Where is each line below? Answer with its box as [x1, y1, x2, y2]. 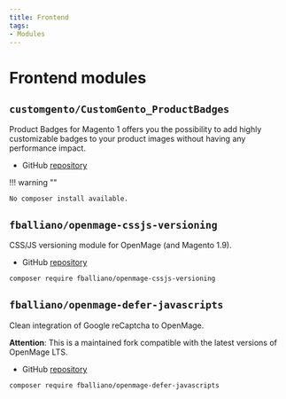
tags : [9, 21, 29, 30]
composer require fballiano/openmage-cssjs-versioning [9, 274, 216, 284]
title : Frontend [9, 12, 69, 22]
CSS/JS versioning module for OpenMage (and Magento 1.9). [9, 240, 232, 251]
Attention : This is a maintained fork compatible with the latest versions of [9, 337, 277, 348]
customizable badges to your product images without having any [9, 134, 246, 145]
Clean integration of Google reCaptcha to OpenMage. [9, 320, 205, 331]
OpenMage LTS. [9, 347, 68, 357]
